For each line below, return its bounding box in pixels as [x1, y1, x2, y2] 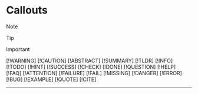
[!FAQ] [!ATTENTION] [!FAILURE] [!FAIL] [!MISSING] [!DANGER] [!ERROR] [6, 69, 183, 76]
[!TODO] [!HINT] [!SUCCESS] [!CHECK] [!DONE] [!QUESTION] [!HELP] [6, 63, 176, 70]
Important [6, 45, 30, 53]
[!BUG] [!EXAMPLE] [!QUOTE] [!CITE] [6, 76, 97, 83]
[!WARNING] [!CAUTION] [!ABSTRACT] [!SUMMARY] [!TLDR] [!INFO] [6, 57, 173, 64]
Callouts [6, 4, 48, 17]
